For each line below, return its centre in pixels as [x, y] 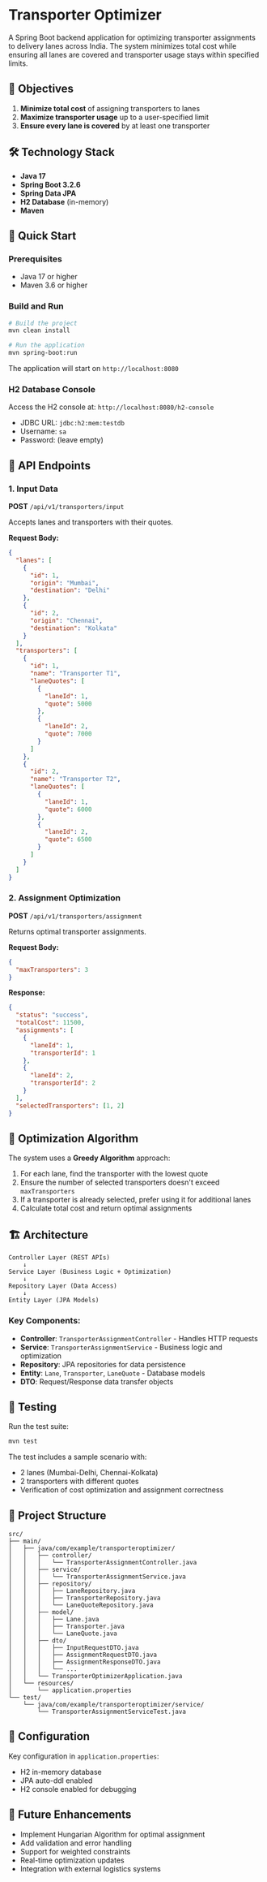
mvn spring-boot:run [43, 353]
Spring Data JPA [48, 193]
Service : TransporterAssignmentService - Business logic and [121, 1347]
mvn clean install [39, 330]
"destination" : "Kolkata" [73, 628]
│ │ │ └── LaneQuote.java [63, 1634]
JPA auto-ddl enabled [56, 1781]
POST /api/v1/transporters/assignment [76, 916]
